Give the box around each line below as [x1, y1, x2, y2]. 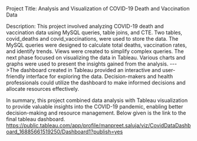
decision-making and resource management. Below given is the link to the [6, 109, 186, 116]
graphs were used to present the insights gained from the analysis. [6, 60, 169, 67]
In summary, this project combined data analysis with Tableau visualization [6, 97, 188, 104]
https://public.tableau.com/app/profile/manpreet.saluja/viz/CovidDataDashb [6, 122, 191, 129]
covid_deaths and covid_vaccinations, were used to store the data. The [6, 35, 179, 42]
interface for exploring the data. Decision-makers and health [26, 73, 173, 80]
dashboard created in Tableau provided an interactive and [20, 67, 161, 73]
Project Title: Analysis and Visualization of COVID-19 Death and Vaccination [6, 5, 190, 12]
